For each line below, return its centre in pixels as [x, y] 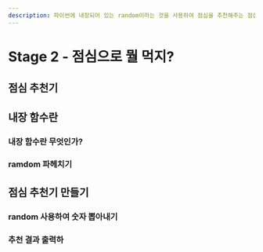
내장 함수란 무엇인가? [46, 141]
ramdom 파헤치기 [40, 164]
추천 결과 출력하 [36, 239]
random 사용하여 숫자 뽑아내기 [63, 217]
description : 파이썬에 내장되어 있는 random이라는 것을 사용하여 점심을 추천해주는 [126, 15]
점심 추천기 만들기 [49, 192]
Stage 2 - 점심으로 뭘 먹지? [91, 57]
